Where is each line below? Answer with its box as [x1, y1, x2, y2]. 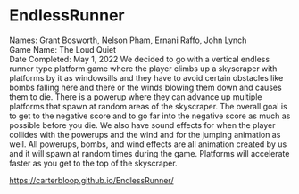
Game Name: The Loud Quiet [9, 44, 117, 54]
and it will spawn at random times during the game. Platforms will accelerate [9, 148, 290, 158]
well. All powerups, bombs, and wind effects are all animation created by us [9, 139, 287, 150]
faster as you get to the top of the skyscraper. [9, 158, 178, 168]
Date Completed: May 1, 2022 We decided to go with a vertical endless [9, 53, 270, 64]
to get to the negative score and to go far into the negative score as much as [9, 110, 291, 121]
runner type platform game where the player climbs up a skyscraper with [9, 63, 278, 74]
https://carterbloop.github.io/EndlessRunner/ [9, 174, 174, 185]
